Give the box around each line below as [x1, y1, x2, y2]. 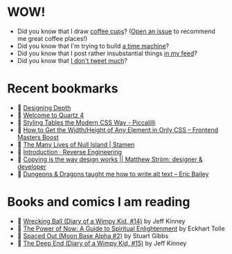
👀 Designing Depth [17, 103, 71, 111]
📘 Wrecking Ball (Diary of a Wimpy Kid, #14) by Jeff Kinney [17, 217, 186, 225]
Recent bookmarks [7, 81, 119, 97]
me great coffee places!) [17, 34, 88, 42]
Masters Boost [17, 133, 59, 141]
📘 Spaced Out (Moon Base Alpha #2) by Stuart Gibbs [17, 231, 169, 239]
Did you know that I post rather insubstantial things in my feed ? [17, 49, 197, 57]
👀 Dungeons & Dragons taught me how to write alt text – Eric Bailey [17, 170, 209, 178]
